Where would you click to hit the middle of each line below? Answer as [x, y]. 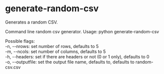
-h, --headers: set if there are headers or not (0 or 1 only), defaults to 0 [77, 56]
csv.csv [13, 67]
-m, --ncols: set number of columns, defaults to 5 [56, 51]
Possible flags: [20, 41]
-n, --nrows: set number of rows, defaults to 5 [52, 46]
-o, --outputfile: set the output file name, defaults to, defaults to [70, 62]
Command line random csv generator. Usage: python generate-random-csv [82, 31]
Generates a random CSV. [32, 22]
